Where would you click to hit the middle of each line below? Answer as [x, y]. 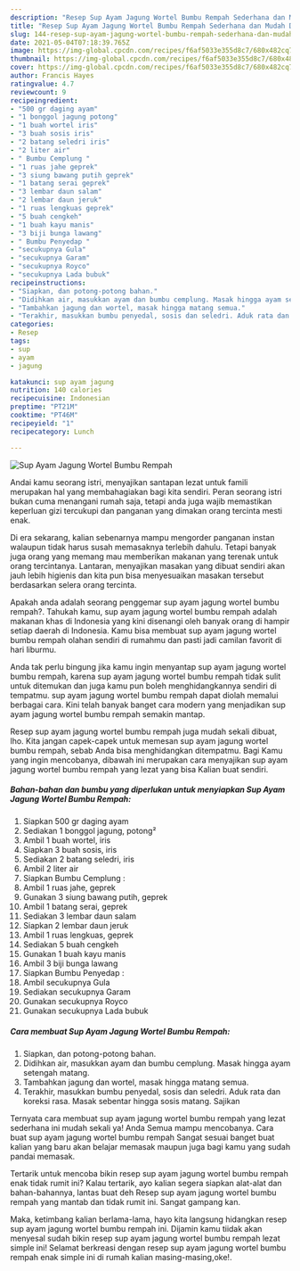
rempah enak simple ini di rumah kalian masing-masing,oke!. [121, 1258]
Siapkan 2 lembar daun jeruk [76, 926]
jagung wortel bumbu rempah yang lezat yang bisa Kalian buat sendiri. [139, 769]
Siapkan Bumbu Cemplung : [74, 879]
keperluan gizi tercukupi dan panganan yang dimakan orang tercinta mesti [146, 510]
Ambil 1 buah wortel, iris [67, 840]
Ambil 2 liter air [51, 869]
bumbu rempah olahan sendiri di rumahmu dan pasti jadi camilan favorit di [146, 640]
